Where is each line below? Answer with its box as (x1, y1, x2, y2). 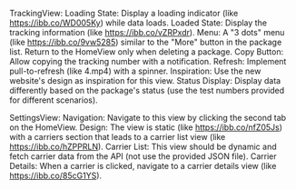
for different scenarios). (9, 95, 98, 105)
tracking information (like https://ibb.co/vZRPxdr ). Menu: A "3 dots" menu (9, 27, 285, 37)
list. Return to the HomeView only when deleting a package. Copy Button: (9, 46, 284, 57)
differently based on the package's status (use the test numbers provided (9, 85, 285, 95)
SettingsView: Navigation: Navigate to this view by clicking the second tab (9, 113, 287, 123)
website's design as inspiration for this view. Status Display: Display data (9, 75, 281, 85)
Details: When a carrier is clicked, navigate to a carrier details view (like (9, 161, 277, 171)
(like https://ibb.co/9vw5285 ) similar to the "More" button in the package (9, 36, 282, 47)
